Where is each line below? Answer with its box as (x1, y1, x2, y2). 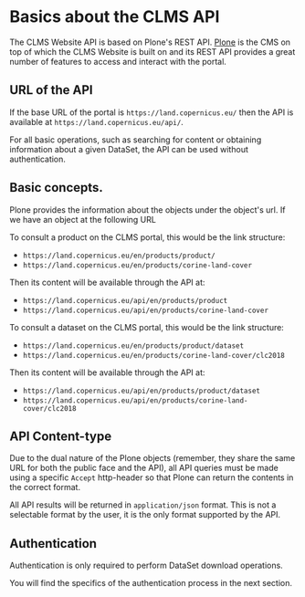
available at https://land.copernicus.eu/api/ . (9, 116, 184, 127)
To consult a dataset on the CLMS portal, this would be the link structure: (9, 321, 285, 332)
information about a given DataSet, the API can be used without (9, 143, 248, 154)
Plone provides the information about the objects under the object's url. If (9, 204, 286, 215)
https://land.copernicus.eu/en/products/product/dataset (22, 340, 245, 351)
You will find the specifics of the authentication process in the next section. (9, 578, 292, 589)
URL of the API (9, 82, 93, 98)
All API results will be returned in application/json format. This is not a (9, 499, 277, 510)
